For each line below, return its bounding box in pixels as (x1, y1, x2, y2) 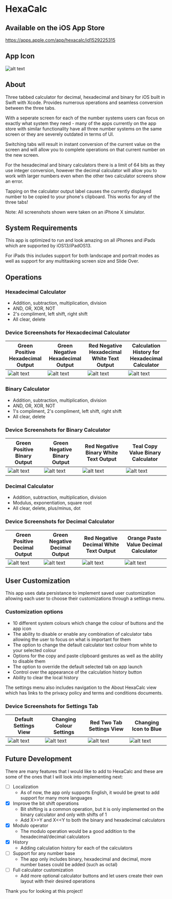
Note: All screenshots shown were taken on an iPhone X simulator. (5, 208, 145, 215)
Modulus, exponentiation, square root (12, 500, 92, 506)
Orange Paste (127, 534, 162, 541)
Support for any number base (12, 850, 75, 856)
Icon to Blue (132, 725, 162, 733)
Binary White (85, 449, 118, 456)
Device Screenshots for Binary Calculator (5, 426, 111, 433)
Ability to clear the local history (12, 674, 78, 680)
